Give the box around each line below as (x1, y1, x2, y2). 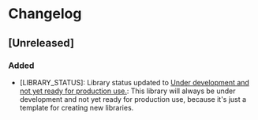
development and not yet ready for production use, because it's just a (19, 94, 247, 103)
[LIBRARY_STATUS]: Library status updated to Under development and (19, 77, 250, 87)
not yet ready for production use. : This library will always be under (19, 86, 236, 96)
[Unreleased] (8, 36, 75, 50)
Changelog (8, 5, 82, 23)
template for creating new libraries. (19, 103, 134, 112)
